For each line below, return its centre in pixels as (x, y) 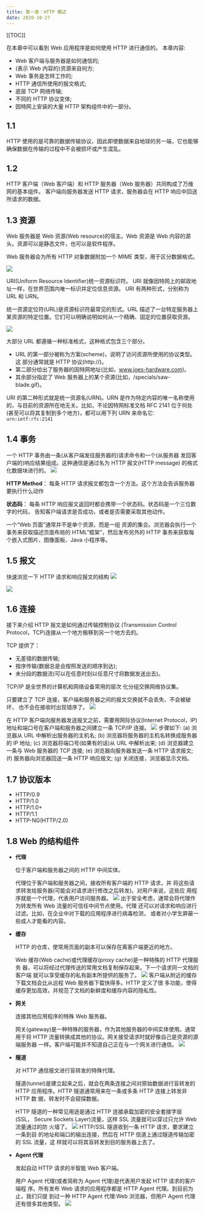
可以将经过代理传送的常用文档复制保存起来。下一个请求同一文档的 (116, 968)
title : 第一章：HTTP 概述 (37, 12)
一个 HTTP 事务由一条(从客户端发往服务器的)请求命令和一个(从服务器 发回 (99, 455)
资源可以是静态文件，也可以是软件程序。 (68, 243)
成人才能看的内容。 (45, 921)
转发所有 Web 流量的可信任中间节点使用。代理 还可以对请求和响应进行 (109, 906)
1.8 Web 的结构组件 (43, 841)
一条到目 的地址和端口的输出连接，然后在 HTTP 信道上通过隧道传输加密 (105, 1134)
